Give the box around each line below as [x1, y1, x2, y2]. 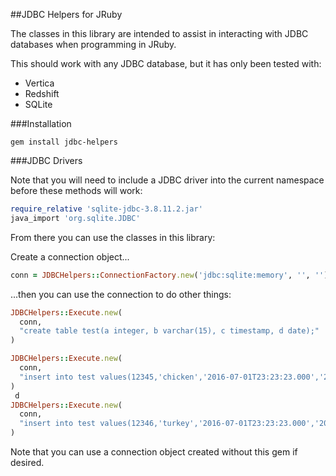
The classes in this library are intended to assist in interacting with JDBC [10, 28, 309, 39]
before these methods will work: [10, 185, 143, 196]
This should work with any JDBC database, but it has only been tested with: [10, 58, 322, 69]
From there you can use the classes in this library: [10, 231, 216, 243]
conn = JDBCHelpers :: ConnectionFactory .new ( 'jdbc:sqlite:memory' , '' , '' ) [10, 270, 329, 280]
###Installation [10, 118, 72, 129]
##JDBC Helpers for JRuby [10, 9, 123, 20]
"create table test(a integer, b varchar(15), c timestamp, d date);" [19, 326, 320, 336]
